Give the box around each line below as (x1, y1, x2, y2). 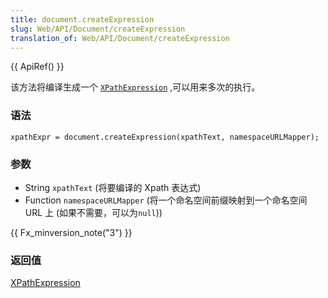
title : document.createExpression (10, 14, 155, 25)
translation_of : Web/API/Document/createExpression (10, 33, 230, 43)
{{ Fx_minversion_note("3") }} (10, 226, 133, 238)
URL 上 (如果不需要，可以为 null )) (24, 206, 163, 218)
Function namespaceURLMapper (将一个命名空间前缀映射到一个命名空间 (24, 194, 308, 206)
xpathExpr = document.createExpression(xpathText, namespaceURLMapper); (10, 132, 320, 142)
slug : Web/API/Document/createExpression (10, 24, 186, 34)
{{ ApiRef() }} (10, 61, 65, 73)
